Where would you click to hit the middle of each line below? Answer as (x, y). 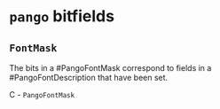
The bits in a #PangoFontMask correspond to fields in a (110, 68)
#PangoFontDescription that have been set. (89, 78)
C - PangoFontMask (42, 94)
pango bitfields (62, 16)
